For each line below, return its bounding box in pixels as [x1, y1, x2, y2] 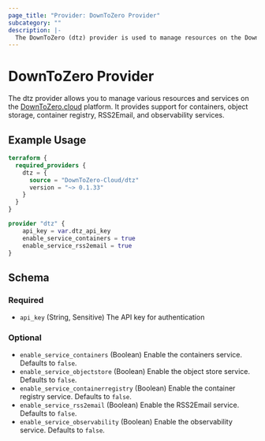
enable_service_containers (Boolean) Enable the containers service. [19, 350, 243, 360]
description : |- [8, 26, 62, 34]
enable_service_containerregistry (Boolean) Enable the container [19, 383, 236, 393]
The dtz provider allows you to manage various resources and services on [8, 94, 250, 103]
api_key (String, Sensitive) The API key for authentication [19, 312, 205, 322]
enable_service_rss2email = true [22, 241, 132, 249]
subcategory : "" [8, 19, 62, 27]
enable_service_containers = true [22, 234, 136, 242]
